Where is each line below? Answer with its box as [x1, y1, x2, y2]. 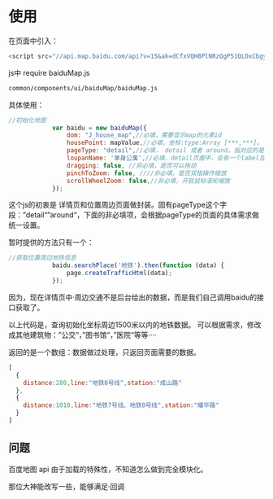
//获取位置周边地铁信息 [8, 254, 77, 262]
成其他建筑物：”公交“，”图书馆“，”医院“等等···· [8, 330, 157, 339]
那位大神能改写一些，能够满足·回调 [8, 481, 125, 491]
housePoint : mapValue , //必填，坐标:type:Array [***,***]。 [66, 139, 263, 147]
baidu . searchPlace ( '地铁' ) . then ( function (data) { [51, 261, 225, 269]
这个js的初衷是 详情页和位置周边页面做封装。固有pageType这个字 [8, 200, 227, 210]
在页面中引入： [8, 36, 58, 46]
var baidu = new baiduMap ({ [51, 124, 148, 132]
